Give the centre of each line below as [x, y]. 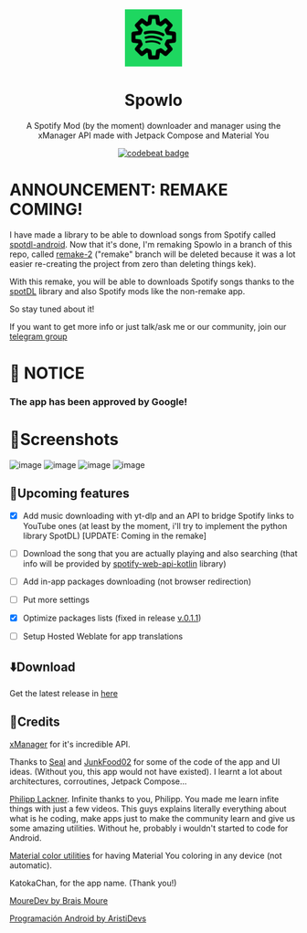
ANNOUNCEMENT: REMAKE [119, 190]
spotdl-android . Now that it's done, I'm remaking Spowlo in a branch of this [151, 244]
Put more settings [56, 599]
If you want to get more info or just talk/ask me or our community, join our [148, 326]
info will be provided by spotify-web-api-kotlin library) [124, 563]
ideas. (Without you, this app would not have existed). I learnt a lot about [146, 771]
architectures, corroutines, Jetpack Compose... [98, 781]
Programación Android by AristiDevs [78, 918]
